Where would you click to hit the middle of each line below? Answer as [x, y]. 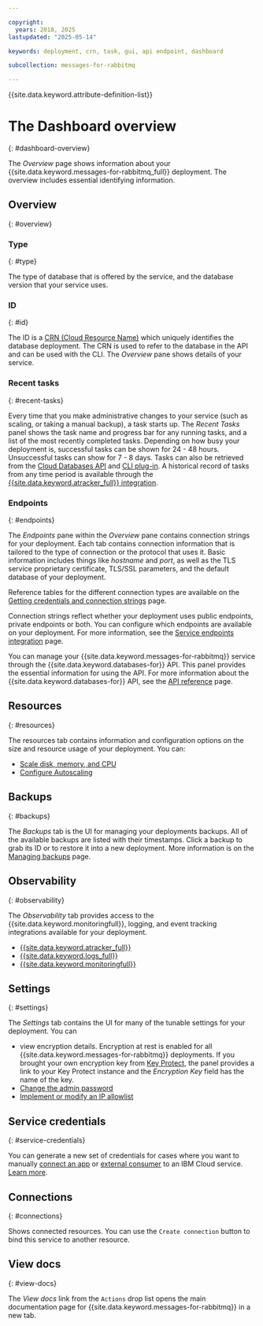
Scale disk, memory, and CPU [68, 763]
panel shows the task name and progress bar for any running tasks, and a [128, 432]
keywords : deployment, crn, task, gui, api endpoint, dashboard [116, 51]
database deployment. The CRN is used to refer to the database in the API [128, 346]
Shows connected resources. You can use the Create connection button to [129, 1231]
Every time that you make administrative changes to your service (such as [128, 416]
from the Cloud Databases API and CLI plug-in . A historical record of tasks [129, 466]
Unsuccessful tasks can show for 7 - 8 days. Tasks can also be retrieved [126, 457]
